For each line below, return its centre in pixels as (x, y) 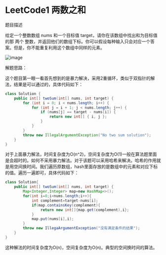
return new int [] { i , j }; (78, 117)
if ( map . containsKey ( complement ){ (66, 205)
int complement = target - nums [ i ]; (65, 201)
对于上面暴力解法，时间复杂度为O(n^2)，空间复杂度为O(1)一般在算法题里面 (81, 154)
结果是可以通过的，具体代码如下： (48, 84)
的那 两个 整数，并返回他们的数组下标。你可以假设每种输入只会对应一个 (78, 41)
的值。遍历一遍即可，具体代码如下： (42, 173)
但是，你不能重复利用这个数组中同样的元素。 (59, 47)
